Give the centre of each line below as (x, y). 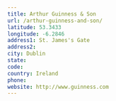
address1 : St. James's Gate (49, 41)
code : (15, 67)
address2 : (22, 47)
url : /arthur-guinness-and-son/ (55, 21)
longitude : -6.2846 (36, 34)
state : (17, 60)
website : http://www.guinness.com (58, 87)
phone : (17, 80)
